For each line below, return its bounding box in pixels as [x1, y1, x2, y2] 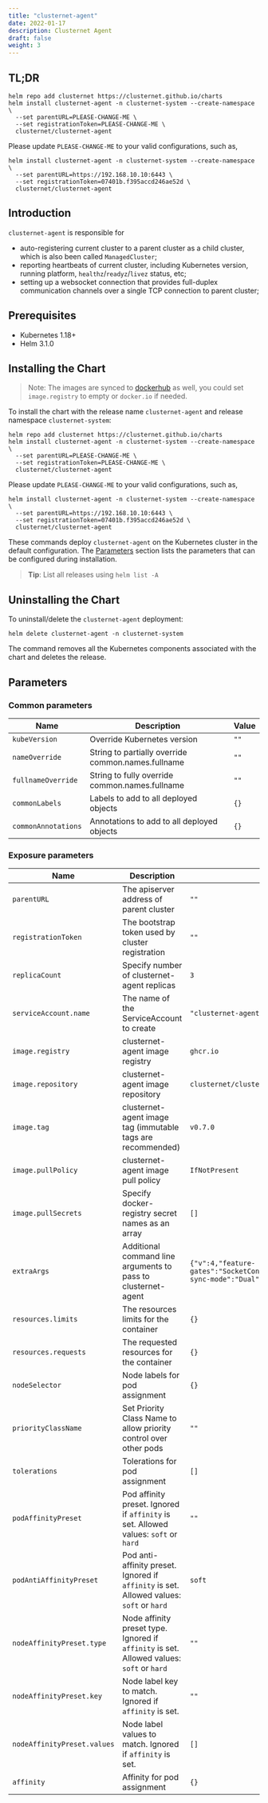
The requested [122, 1337, 178, 1348]
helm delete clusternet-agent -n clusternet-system [8, 630, 183, 638]
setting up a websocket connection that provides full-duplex [19, 277, 218, 286]
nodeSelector [12, 1381, 62, 1390]
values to [122, 1729, 157, 1740]
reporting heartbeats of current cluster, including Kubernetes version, [19, 260, 249, 270]
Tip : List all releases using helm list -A [27, 570, 159, 580]
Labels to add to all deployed [89, 793, 198, 804]
